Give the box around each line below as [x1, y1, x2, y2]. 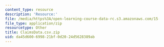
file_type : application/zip [5, 21, 62, 26]
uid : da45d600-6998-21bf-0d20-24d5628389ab [5, 35, 95, 40]
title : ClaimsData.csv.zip [5, 30, 60, 35]
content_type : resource [5, 7, 54, 12]
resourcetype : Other [5, 25, 47, 30]
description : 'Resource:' [5, 12, 58, 17]
